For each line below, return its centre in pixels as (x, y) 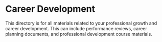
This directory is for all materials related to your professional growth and (81, 23)
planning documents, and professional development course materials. (79, 34)
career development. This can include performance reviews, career (76, 28)
